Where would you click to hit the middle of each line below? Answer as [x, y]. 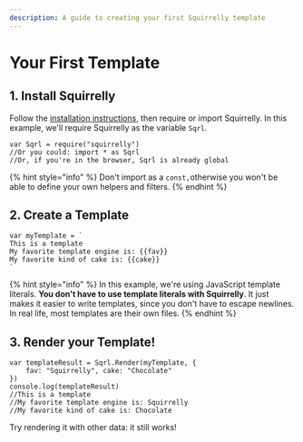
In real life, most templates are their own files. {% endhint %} [123, 313]
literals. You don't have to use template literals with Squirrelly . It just [139, 294]
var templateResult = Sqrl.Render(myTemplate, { [103, 363]
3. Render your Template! [83, 342]
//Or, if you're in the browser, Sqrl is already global [119, 160]
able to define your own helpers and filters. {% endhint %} [118, 186]
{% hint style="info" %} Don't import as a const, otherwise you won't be [144, 177]
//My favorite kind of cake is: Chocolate [91, 411]
